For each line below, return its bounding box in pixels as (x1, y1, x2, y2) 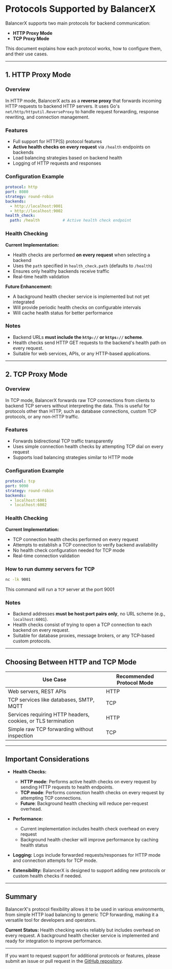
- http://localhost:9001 (10, 204, 63, 209)
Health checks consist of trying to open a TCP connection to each (12, 621, 152, 628)
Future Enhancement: (5, 283, 53, 290)
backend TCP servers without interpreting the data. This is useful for (5, 402, 150, 409)
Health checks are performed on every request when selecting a (12, 252, 150, 258)
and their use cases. (5, 51, 48, 57)
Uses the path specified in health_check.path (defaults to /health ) (12, 263, 153, 269)
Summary (5, 893, 37, 901)
